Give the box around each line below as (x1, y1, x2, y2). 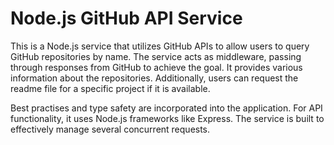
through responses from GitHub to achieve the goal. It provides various (10, 61, 303, 73)
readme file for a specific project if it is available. (10, 82, 211, 94)
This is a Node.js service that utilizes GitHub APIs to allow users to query (10, 40, 310, 52)
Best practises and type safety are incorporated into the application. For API (10, 102, 323, 114)
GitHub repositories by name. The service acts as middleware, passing (10, 50, 302, 62)
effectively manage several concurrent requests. (10, 123, 211, 135)
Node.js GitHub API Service (10, 7, 243, 30)
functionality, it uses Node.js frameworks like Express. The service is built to (10, 112, 325, 124)
